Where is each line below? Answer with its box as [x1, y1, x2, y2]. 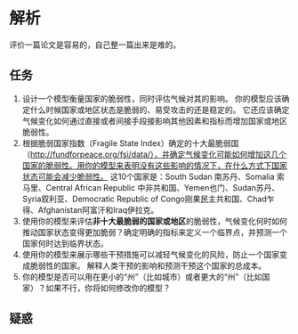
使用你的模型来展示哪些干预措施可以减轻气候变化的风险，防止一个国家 [21, 248, 280, 259]
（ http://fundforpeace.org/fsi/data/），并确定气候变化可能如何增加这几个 [21, 149, 287, 159]
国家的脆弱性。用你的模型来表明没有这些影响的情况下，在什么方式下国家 [21, 159, 287, 170]
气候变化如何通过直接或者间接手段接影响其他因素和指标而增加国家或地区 [21, 115, 287, 126]
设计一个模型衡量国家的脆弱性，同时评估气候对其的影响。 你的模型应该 [21, 93, 282, 103]
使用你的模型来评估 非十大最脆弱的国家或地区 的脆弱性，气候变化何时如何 [21, 216, 287, 226]
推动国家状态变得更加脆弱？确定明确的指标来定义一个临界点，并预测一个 [21, 226, 287, 237]
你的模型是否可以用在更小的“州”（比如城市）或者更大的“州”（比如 [21, 271, 262, 281]
